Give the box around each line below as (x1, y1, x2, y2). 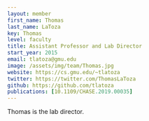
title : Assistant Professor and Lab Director (7, 43, 142, 50)
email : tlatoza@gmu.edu (7, 56, 77, 63)
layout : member (7, 10, 52, 17)
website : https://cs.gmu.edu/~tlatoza (7, 69, 120, 76)
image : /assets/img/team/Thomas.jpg (7, 62, 114, 69)
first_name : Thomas (7, 17, 64, 24)
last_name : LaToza (7, 23, 61, 30)
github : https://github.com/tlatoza (7, 82, 114, 89)
